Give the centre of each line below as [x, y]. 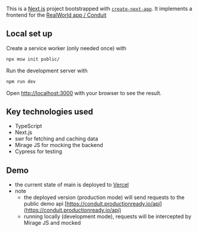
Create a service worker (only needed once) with [66, 48]
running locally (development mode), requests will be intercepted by [108, 216]
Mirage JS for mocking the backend [59, 145]
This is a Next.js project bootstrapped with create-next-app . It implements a [99, 9]
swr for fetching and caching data [56, 139]
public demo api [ [45, 204]
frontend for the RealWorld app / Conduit [56, 15]
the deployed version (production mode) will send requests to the [104, 197]
